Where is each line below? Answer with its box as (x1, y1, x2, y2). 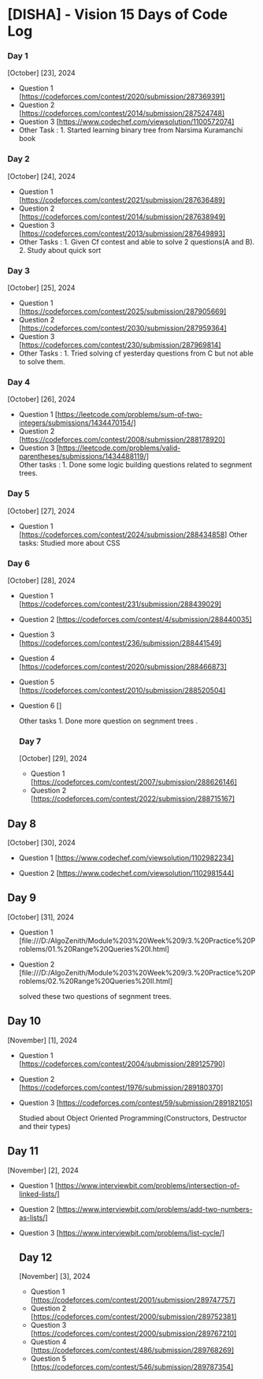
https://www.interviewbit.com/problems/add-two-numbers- (58, 1204, 253, 1213)
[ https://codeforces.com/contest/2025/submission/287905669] (18, 307, 227, 316)
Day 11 (7, 1145, 39, 1158)
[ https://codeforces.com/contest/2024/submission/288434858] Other (18, 530, 248, 539)
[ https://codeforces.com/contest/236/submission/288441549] (18, 638, 222, 647)
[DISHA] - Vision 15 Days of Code (7, 6, 228, 24)
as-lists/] (18, 1213, 48, 1222)
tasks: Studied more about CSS (18, 538, 120, 547)
